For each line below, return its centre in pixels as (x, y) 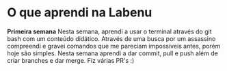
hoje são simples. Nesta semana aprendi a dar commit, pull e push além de (113, 53)
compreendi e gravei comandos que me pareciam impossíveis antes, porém (114, 46)
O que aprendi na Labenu (80, 13)
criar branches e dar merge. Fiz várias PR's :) (71, 60)
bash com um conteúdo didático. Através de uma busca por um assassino (111, 38)
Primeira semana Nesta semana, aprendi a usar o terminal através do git (109, 31)
